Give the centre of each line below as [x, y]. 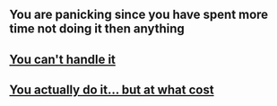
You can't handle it [63, 59]
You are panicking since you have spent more [139, 15]
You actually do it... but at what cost [112, 90]
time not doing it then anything [97, 29]
